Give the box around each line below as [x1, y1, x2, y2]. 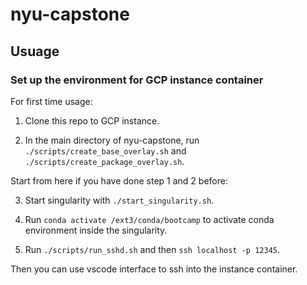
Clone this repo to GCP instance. [24, 114, 160, 127]
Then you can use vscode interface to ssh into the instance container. [10, 263, 298, 275]
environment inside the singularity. [24, 224, 168, 236]
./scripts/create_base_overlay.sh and [24, 144, 187, 157]
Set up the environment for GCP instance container [10, 73, 264, 87]
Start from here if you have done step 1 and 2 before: [10, 174, 228, 187]
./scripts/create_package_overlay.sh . [24, 155, 185, 167]
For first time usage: [10, 95, 93, 107]
